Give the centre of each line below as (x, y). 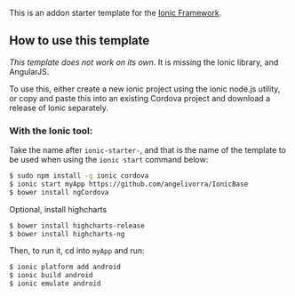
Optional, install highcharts (58, 209)
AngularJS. (29, 71)
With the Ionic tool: (51, 131)
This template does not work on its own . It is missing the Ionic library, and (144, 62)
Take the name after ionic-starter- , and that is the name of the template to (147, 150)
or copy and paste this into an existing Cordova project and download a (140, 98)
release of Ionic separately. (59, 108)
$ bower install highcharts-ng (67, 234)
